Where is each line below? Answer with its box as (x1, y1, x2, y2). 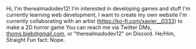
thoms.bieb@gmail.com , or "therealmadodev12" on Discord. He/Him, (6, 30, 176, 37)
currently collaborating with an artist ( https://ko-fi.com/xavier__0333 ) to (6, 18, 183, 24)
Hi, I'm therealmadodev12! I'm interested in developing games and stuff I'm (6, 5, 191, 12)
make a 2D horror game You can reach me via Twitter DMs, (6, 24, 152, 31)
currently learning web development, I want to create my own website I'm (6, 11, 187, 18)
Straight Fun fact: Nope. (6, 37, 65, 43)
